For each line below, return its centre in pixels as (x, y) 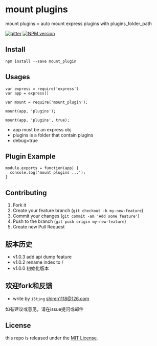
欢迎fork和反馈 (29, 286)
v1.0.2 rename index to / (38, 262)
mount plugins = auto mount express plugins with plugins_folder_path (78, 24)
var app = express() (27, 93)
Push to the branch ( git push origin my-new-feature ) (69, 221)
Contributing (26, 193)
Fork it (19, 205)
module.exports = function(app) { (42, 168)
